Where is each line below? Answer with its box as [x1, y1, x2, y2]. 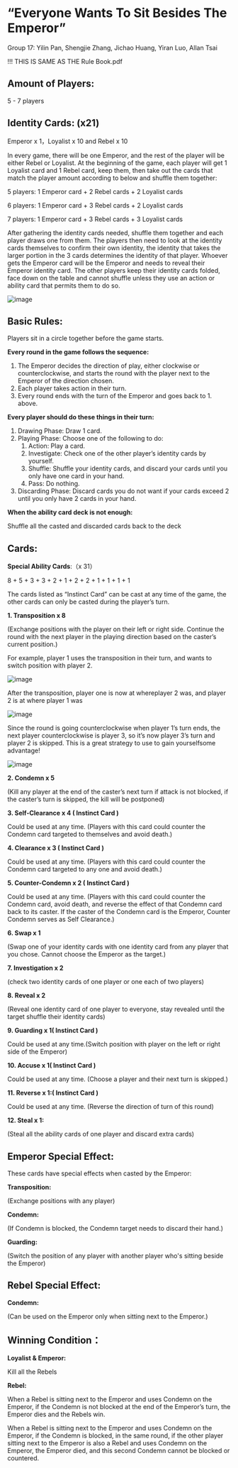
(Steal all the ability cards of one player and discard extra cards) [7, 1130, 195, 1139]
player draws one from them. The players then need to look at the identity [7, 236, 222, 244]
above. [17, 399, 38, 408]
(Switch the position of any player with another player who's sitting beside [7, 1252, 224, 1260]
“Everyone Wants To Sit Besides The [7, 5, 227, 21]
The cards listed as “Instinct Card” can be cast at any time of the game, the [7, 590, 227, 599]
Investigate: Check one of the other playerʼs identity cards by [28, 449, 207, 458]
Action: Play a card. [28, 441, 86, 451]
